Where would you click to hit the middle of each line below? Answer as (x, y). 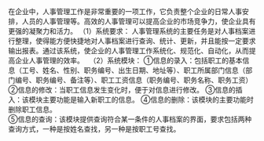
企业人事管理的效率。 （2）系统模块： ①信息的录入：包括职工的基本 (128, 60)
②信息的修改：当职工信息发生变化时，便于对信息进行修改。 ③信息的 (122, 90)
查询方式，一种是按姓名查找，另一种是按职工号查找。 (94, 129)
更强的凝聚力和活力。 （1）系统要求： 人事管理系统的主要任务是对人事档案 (128, 31)
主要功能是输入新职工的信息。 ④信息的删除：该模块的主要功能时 (148, 99)
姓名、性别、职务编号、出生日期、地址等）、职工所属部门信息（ (144, 70)
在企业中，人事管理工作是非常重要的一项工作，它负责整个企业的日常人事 (125, 11)
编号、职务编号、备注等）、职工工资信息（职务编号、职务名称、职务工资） (134, 80)
